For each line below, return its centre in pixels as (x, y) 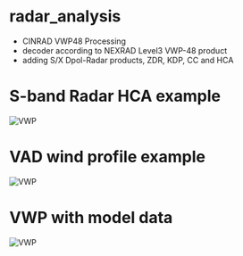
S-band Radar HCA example (115, 96)
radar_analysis (65, 17)
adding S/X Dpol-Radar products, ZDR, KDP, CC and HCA (128, 60)
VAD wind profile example (107, 157)
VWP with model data (91, 218)
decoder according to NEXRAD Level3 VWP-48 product (125, 50)
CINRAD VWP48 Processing (74, 41)
